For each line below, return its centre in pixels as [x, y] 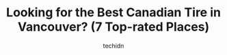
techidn [113, 45]
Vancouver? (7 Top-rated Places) [113, 27]
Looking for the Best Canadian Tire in [113, 13]
